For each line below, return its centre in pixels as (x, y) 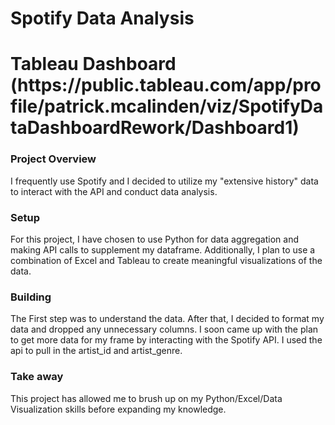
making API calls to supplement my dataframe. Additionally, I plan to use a (163, 249)
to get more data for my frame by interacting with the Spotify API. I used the (166, 340)
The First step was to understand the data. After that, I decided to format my (167, 319)
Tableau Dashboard (93, 64)
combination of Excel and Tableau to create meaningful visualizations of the (166, 260)
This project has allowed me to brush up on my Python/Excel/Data (146, 398)
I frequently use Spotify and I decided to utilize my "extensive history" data (164, 181)
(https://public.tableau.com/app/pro (166, 85)
